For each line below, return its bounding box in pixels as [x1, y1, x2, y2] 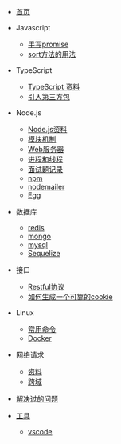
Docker [27, 334, 52, 342]
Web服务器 [27, 145, 64, 154]
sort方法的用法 [27, 50, 76, 58]
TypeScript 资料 [27, 82, 80, 91]
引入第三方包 [27, 92, 70, 102]
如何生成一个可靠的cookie [27, 292, 113, 302]
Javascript [15, 23, 51, 32]
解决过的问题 [15, 394, 58, 403]
